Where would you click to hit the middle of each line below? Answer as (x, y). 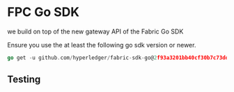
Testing (24, 80)
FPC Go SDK (44, 12)
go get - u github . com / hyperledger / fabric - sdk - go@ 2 (82, 58)
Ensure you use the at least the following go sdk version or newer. (102, 45)
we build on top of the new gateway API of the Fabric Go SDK (95, 31)
